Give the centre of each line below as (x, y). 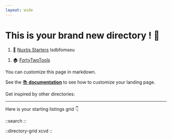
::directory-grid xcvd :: (29, 131)
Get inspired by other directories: (40, 94)
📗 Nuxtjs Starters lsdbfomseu (44, 50)
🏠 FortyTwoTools (31, 60)
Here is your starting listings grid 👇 (42, 109)
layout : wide (19, 10)
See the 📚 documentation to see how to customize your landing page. (80, 82)
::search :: (16, 121)
